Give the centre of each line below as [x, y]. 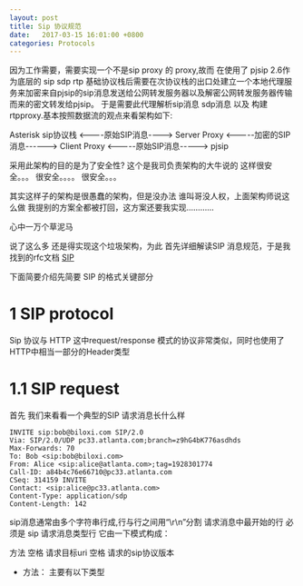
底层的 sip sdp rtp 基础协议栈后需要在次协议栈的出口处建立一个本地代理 [151, 82]
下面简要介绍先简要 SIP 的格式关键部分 [82, 277]
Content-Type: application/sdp [68, 496]
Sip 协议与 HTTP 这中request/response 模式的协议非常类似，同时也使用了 [147, 341]
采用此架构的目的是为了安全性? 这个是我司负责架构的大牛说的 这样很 [137, 165]
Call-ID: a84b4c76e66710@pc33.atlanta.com [91, 472]
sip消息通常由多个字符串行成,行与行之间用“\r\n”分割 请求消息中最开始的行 [147, 522]
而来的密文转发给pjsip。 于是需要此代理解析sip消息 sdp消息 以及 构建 [138, 104]
